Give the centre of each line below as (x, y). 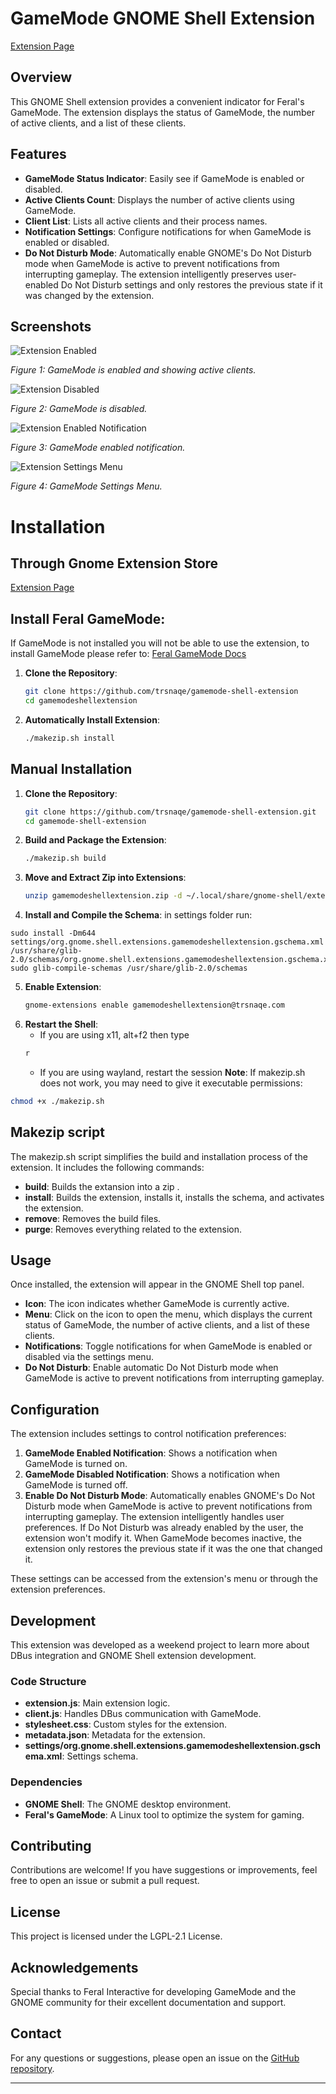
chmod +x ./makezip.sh (57, 1101)
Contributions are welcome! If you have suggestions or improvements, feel (164, 1870)
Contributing (51, 1845)
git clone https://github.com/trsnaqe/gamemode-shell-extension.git (170, 812)
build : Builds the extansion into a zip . (102, 1186)
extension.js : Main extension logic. (97, 1703)
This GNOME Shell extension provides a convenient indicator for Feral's (157, 101)
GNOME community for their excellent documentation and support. (148, 2003)
